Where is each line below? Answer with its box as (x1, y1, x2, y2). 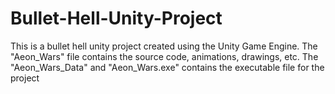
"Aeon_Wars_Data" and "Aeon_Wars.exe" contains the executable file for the (10, 61, 325, 73)
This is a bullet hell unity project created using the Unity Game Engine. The (10, 40, 318, 52)
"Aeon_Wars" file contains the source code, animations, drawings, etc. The (10, 50, 319, 62)
